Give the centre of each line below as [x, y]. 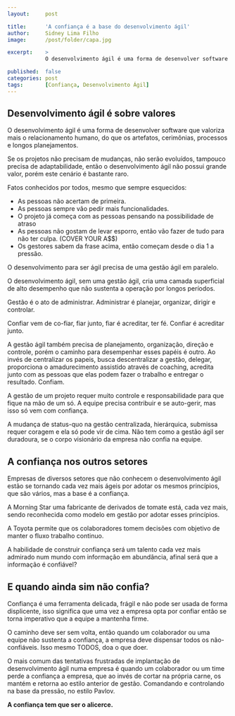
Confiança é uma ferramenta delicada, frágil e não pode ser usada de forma [118, 604]
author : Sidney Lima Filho [53, 33]
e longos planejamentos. [43, 145]
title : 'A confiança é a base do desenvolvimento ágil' [99, 26]
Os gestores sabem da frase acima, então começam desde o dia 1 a [116, 246]
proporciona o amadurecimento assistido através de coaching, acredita [110, 367]
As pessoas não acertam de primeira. [72, 201]
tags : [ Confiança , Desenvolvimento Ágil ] [78, 85]
